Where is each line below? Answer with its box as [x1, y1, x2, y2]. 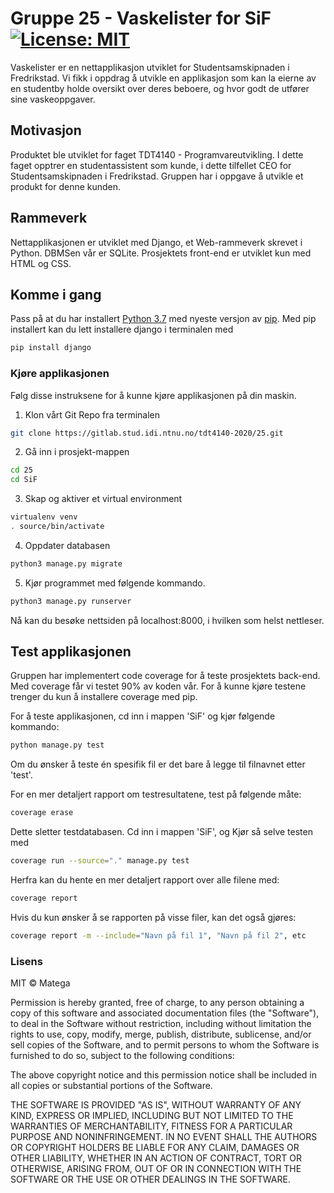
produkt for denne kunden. [10, 180, 122, 192]
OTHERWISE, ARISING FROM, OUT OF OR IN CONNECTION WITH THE [10, 1163, 302, 1175]
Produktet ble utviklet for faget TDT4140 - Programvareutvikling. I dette [10, 148, 304, 161]
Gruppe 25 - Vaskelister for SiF [10, 7, 272, 30]
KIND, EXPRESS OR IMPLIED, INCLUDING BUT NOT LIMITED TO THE [10, 1110, 294, 1122]
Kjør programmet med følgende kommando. [24, 577, 206, 589]
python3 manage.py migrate [10, 558, 123, 569]
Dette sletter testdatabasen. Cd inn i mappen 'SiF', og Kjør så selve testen [10, 826, 313, 838]
